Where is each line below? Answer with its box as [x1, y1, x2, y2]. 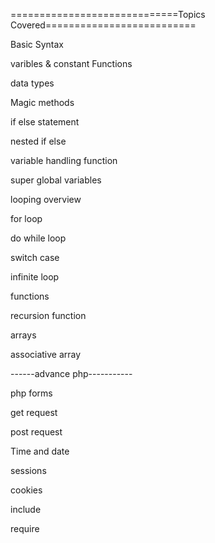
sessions [10, 465, 47, 476]
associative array [10, 349, 82, 360]
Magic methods [10, 97, 75, 108]
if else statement [10, 116, 80, 128]
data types [10, 77, 55, 89]
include [10, 504, 42, 515]
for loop [10, 213, 43, 224]
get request [10, 407, 58, 418]
